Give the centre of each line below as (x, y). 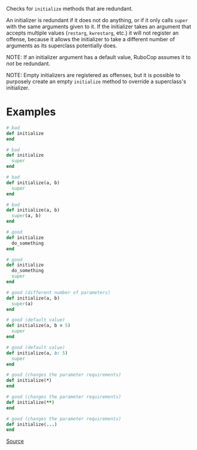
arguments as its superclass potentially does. (62, 45)
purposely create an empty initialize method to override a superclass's (96, 81)
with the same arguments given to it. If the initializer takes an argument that (99, 27)
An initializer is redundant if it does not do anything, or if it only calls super (97, 20)
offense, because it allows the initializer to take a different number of (90, 39)
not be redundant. (28, 63)
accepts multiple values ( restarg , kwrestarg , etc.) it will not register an (93, 33)
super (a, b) (27, 216)
